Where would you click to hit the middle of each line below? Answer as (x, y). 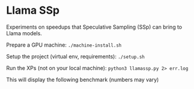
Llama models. (24, 33)
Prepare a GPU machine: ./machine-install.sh (64, 45)
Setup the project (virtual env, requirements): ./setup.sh (76, 56)
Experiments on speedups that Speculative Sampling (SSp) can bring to (94, 27)
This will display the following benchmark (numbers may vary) (83, 79)
